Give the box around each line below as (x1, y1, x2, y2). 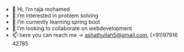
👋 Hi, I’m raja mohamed (11, 6, 71, 13)
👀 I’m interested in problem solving (11, 12, 98, 19)
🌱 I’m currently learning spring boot (11, 19, 101, 25)
